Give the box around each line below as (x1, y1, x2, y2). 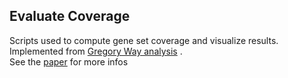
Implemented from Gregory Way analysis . (9, 45, 183, 57)
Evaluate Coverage (9, 8, 131, 25)
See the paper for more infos (9, 55, 129, 68)
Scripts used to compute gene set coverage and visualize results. (9, 34, 279, 46)
